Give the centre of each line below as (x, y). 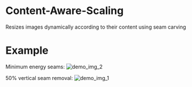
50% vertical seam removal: (39, 78)
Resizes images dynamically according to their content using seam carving (96, 27)
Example (27, 51)
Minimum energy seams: (35, 67)
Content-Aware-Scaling (65, 11)
